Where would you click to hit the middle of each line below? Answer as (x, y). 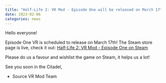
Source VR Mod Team (35, 77)
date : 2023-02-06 (23, 14)
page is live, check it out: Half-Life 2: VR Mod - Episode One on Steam (77, 48)
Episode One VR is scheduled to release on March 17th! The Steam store (79, 42)
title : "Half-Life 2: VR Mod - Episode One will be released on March (79, 10)
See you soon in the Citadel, (34, 67)
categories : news (23, 19)
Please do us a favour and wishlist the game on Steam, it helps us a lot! (77, 57)
